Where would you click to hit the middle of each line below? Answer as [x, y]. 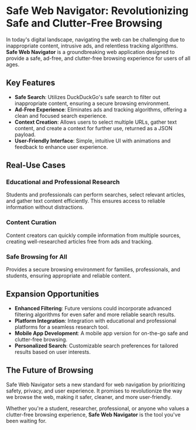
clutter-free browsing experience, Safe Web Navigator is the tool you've [93, 414]
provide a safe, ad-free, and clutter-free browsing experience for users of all [98, 58]
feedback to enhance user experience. [61, 147]
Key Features [31, 83]
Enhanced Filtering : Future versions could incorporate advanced [93, 308]
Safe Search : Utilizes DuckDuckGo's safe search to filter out [87, 97]
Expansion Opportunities [53, 294]
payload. [25, 134]
